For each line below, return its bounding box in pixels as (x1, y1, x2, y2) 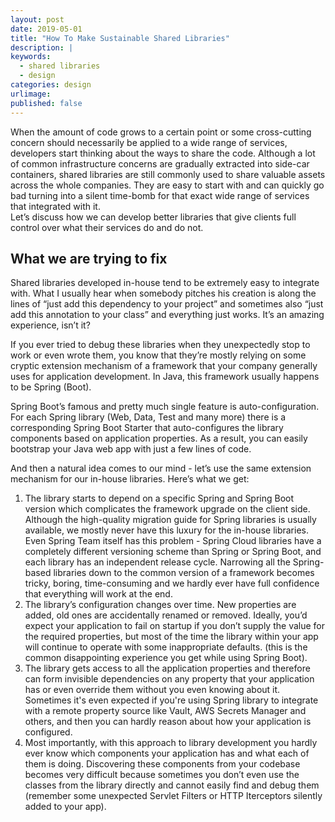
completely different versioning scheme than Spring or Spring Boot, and (24, 546, 322, 558)
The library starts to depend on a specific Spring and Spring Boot (24, 492, 295, 505)
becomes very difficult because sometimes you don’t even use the (24, 769, 300, 781)
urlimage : (10, 89, 52, 99)
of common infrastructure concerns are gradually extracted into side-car (10, 157, 310, 170)
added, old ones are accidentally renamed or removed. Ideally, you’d (24, 609, 308, 621)
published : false (10, 98, 83, 108)
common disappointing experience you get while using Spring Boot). (24, 652, 308, 664)
